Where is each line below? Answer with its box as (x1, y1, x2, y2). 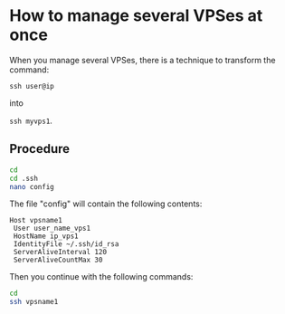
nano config (9, 182, 54, 191)
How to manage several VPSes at (9, 5, 263, 26)
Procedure (9, 141, 71, 157)
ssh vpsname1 (9, 298, 59, 307)
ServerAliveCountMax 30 (13, 255, 103, 265)
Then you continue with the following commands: (9, 271, 194, 282)
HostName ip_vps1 (13, 232, 79, 241)
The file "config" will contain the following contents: (9, 198, 203, 209)
